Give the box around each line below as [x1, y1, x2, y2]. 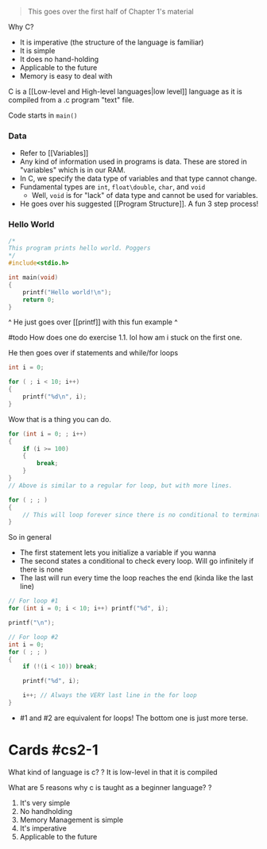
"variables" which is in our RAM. [19, 165, 126, 175]
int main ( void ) [8, 273, 59, 281]
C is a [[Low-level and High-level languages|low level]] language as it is [8, 87, 242, 96]
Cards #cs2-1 [8, 741, 99, 759]
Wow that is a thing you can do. [8, 414, 111, 424]
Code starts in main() [8, 110, 78, 120]
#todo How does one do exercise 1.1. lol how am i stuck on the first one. [8, 333, 242, 343]
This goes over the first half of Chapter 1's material [27, 7, 195, 16]
